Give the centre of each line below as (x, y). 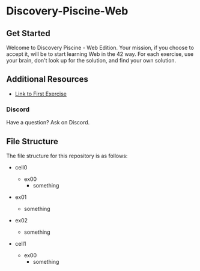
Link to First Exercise (41, 94)
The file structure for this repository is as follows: (67, 156)
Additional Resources (47, 79)
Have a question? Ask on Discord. (48, 123)
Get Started (28, 33)
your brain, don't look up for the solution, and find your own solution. (91, 60)
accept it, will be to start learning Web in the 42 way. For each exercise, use (100, 54)
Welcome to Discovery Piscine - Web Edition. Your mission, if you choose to (100, 47)
